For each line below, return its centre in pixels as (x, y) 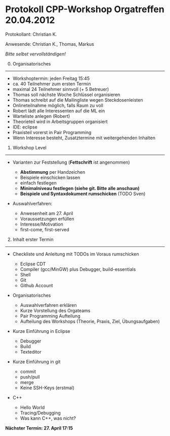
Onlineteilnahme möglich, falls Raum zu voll (58, 105)
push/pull (30, 377)
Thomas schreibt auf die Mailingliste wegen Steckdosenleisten (78, 100)
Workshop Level (29, 147)
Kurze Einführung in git (36, 361)
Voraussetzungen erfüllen (47, 219)
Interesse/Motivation (41, 224)
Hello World (32, 407)
